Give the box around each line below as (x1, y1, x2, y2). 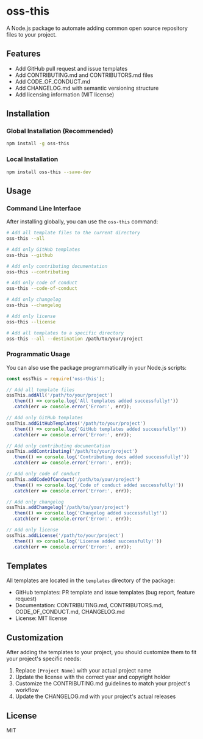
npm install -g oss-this (6, 140, 69, 147)
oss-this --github (6, 252, 53, 258)
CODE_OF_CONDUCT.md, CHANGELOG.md (15, 608, 125, 616)
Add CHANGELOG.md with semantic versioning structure (15, 84, 159, 92)
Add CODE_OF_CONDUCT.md (15, 78, 90, 85)
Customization (6, 632, 64, 643)
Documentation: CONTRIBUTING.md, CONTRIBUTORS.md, (15, 602, 163, 609)
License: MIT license (15, 615, 68, 622)
